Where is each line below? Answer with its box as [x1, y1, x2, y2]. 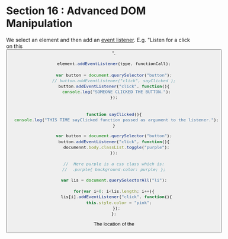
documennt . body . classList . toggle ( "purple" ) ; [63, 144, 170, 150]
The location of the [94, 221, 134, 227]
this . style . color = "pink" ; [86, 199, 152, 205]
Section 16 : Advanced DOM [6, 4, 146, 18]
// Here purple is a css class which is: [63, 161, 165, 167]
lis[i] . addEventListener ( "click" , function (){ [60, 194, 172, 200]
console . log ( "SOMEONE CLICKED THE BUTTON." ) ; [62, 89, 171, 95]
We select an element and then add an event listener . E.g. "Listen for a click [6, 36, 191, 43]
